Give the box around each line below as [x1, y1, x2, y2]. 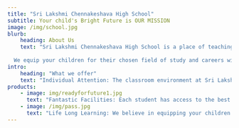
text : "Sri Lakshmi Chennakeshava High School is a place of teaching [20, 43, 234, 50]
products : [7, 83, 37, 90]
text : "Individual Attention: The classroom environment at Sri [20, 76, 215, 84]
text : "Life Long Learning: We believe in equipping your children [26, 110, 231, 117]
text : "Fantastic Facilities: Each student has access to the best [26, 97, 231, 104]
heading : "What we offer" [20, 70, 97, 77]
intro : [7, 63, 27, 70]
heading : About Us [20, 37, 75, 44]
